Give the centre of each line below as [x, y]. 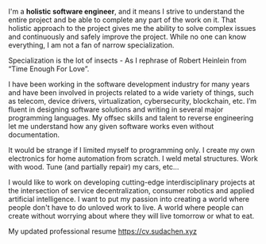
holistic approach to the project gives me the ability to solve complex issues [132, 28]
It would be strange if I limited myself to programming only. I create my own [132, 150]
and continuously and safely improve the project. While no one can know [127, 36]
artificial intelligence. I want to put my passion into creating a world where [129, 199]
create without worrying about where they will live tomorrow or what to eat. [131, 216]
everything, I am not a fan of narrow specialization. [91, 45]
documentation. [34, 135]
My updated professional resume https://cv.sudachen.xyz [102, 231]
